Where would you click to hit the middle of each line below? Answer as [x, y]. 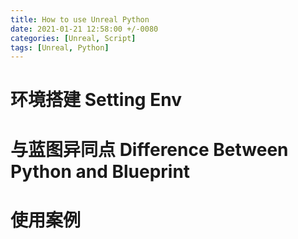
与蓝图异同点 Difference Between [149, 149]
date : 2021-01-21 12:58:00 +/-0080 [84, 29]
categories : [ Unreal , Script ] [73, 38]
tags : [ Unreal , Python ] [60, 47]
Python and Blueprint [100, 171]
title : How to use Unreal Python [80, 19]
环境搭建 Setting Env [96, 100]
